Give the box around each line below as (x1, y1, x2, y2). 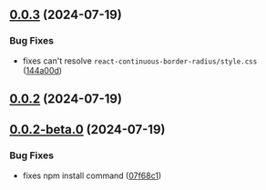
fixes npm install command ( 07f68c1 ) (22, 170, 162, 181)
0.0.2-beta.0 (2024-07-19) (9, 122, 166, 137)
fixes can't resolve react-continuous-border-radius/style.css (22, 55, 258, 66)
